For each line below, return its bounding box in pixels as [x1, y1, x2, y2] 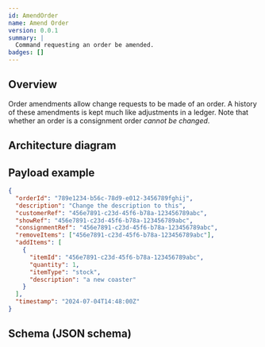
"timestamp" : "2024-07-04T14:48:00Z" [15, 298, 140, 306]
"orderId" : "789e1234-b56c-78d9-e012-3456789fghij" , [15, 194, 194, 202]
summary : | [8, 33, 44, 42]
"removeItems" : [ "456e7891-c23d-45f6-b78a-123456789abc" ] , [15, 231, 215, 239]
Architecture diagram [8, 139, 117, 152]
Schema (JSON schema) [8, 327, 132, 341]
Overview [8, 78, 58, 91]
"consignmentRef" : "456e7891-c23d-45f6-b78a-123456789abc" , [15, 224, 218, 232]
